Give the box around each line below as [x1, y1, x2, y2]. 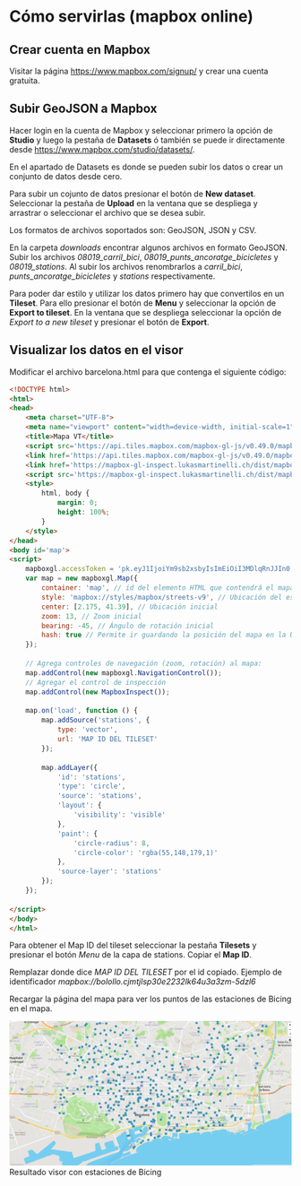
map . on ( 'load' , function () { [25, 706, 139, 715]
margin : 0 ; [56, 498, 99, 507]
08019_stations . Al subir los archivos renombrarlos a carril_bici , [9, 261, 244, 272]
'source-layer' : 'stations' [56, 867, 163, 876]
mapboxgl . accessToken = [25, 565, 115, 574]
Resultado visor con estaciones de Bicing [9, 1167, 162, 1178]
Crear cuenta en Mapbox [9, 42, 150, 57]
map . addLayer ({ [41, 763, 99, 772]
